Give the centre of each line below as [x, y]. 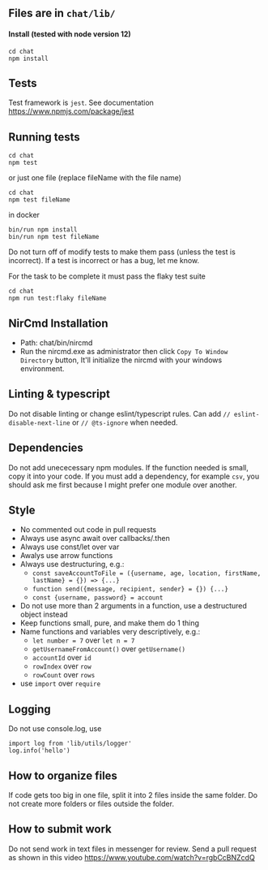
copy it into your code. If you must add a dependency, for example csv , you [134, 476]
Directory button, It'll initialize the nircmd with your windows [121, 360]
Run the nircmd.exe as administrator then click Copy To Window [124, 352]
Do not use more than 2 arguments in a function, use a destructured [133, 606]
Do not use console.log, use [55, 729]
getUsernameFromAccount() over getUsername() [109, 649]
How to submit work [60, 829]
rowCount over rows [64, 675]
